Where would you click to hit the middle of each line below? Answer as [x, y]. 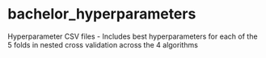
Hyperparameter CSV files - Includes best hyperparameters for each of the [133, 36]
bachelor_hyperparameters [102, 14]
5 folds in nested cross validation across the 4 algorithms [103, 44]
